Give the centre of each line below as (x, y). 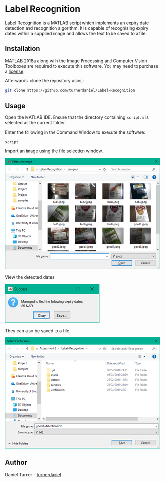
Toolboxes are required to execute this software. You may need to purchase (82, 66)
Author (16, 463)
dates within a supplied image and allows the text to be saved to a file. (76, 33)
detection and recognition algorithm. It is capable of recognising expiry (77, 28)
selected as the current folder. (36, 123)
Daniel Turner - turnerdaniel (33, 474)
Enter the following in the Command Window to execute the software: (75, 132)
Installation (23, 49)
